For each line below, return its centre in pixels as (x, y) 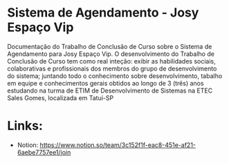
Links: (25, 126)
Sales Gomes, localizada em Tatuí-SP (61, 97)
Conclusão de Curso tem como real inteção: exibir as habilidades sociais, (111, 61)
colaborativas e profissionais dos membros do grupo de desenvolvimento (112, 68)
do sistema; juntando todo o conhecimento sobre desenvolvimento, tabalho (115, 76)
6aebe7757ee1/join (44, 152)
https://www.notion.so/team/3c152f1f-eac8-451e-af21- (118, 145)
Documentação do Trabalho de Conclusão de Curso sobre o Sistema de (110, 46)
